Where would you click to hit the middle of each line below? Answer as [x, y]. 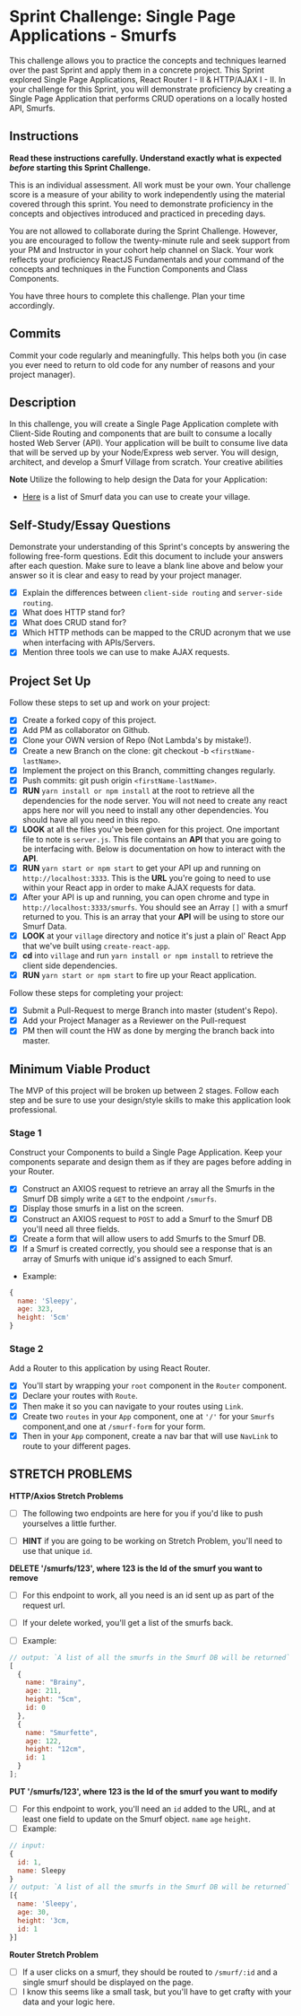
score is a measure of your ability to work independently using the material [147, 194]
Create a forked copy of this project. [89, 720]
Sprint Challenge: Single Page [122, 17]
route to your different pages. [77, 1445]
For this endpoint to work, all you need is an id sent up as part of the [148, 1595]
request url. [43, 1605]
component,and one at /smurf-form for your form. [114, 1426]
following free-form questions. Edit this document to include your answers [146, 556]
